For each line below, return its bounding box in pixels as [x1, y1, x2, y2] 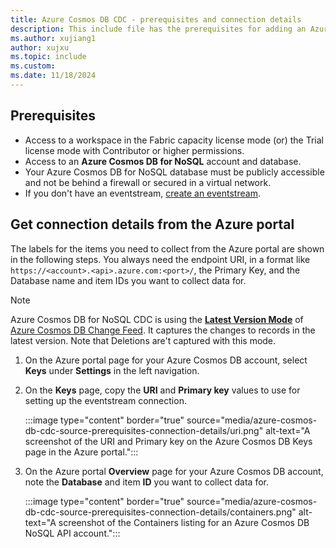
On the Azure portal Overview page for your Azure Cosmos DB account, [24, 465, 324, 477]
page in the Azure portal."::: [24, 446, 139, 458]
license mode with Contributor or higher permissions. [24, 144, 245, 156]
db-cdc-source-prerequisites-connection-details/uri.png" [24, 424, 264, 436]
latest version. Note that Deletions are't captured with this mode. [10, 334, 277, 346]
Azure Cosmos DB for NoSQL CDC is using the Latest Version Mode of [10, 313, 304, 325]
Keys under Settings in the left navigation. [24, 364, 200, 376]
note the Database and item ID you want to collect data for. [24, 476, 269, 488]
